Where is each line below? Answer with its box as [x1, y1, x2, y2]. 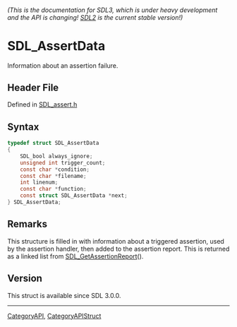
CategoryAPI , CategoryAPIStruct [7, 311, 102, 320]
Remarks [7, 218, 48, 230]
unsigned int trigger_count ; [20, 159, 106, 166]
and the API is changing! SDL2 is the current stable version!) [7, 13, 183, 21]
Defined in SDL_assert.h [7, 100, 78, 109]
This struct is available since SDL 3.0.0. [7, 291, 121, 299]
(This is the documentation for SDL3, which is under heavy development [7, 6, 218, 14]
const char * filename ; [20, 172, 87, 179]
